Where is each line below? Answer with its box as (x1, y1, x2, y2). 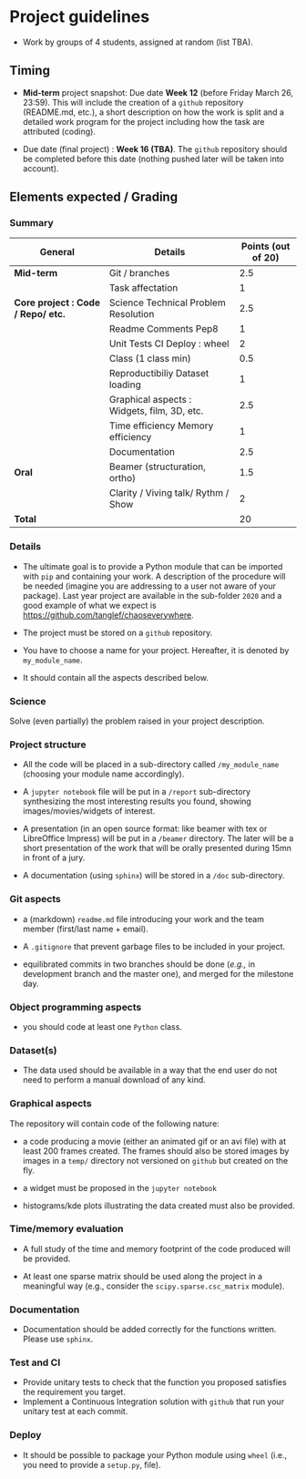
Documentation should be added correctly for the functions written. (22, 1324, 277, 1335)
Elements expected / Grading (9, 190, 178, 205)
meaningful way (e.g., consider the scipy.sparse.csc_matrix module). (22, 1280, 285, 1291)
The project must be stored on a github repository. (22, 627, 213, 638)
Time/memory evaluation (9, 1223, 125, 1236)
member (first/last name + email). (22, 923, 148, 934)
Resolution (108, 308, 155, 321)
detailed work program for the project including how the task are (22, 116, 265, 127)
